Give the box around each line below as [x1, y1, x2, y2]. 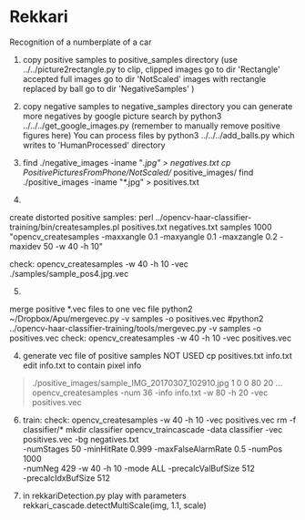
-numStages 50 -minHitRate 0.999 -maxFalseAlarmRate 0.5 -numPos [22, 444, 283, 454]
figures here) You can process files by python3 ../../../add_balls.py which [22, 129, 295, 140]
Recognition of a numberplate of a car [9, 36, 152, 47]
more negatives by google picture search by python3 [22, 110, 222, 121]
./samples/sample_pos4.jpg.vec [9, 268, 129, 279]
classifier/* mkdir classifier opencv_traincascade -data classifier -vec [22, 423, 283, 434]
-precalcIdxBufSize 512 [22, 472, 111, 484]
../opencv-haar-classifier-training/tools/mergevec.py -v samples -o [9, 322, 262, 333]
